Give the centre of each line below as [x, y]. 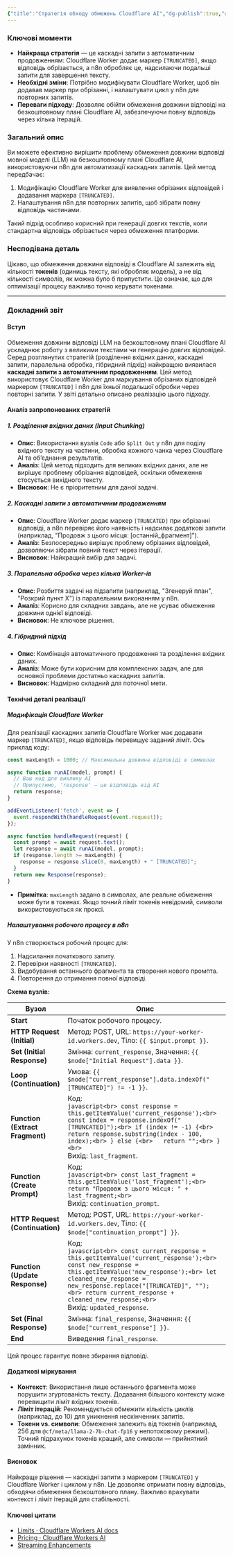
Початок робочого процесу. [114, 1020]
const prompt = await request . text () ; [70, 842]
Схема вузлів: [28, 992]
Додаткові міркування [42, 1372]
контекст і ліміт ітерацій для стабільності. [69, 1499]
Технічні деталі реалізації [46, 699]
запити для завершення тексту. [64, 75]
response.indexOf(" [149, 1120]
